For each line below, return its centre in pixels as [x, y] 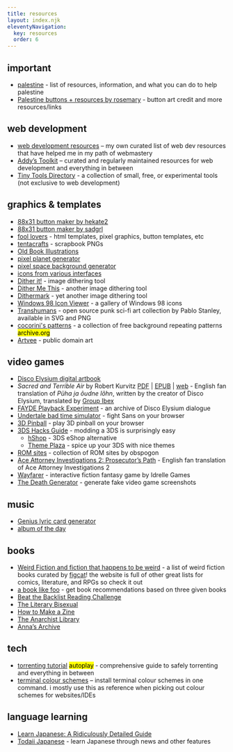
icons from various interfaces [59, 273]
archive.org [34, 333]
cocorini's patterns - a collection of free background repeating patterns [120, 325]
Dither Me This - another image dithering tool [82, 288]
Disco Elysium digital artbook [59, 379]
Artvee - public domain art [55, 340]
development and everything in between [75, 167]
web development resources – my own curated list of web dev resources [121, 145]
